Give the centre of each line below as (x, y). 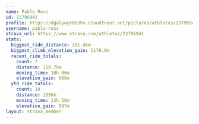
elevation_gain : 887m (43, 106)
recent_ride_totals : (36, 56)
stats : (14, 39)
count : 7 (27, 61)
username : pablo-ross (32, 28)
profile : (16, 23)
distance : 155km (37, 95)
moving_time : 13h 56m (43, 100)
